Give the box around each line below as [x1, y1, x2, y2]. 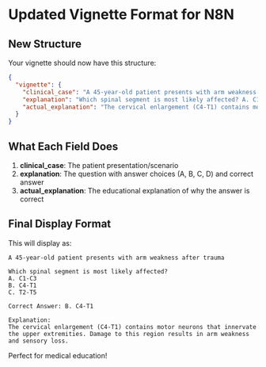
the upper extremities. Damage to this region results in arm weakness [8, 330, 249, 338]
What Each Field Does [8, 140, 119, 153]
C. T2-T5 [8, 288, 37, 296]
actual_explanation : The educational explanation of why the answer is [19, 185, 250, 195]
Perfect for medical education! [8, 350, 108, 360]
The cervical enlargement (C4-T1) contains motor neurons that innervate [8, 323, 257, 331]
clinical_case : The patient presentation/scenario [19, 160, 179, 170]
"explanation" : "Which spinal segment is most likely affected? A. [22, 95, 249, 104]
